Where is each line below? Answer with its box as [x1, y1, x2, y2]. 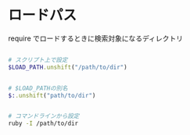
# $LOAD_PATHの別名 [8, 84, 68, 92]
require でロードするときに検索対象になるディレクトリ [8, 34, 184, 43]
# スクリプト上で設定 [8, 55, 68, 64]
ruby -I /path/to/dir [8, 119, 79, 128]
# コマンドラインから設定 [8, 112, 80, 120]
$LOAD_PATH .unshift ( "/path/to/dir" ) [8, 63, 127, 71]
